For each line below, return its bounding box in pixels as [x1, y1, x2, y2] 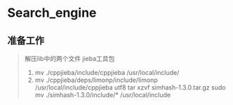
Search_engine [7, 5, 97, 21]
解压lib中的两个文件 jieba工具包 [24, 55, 115, 62]
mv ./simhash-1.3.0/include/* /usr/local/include [34, 91, 171, 99]
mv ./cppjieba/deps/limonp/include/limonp [34, 76, 158, 84]
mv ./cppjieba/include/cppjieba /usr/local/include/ [34, 69, 180, 76]
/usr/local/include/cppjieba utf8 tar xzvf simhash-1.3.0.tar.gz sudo [34, 83, 226, 92]
